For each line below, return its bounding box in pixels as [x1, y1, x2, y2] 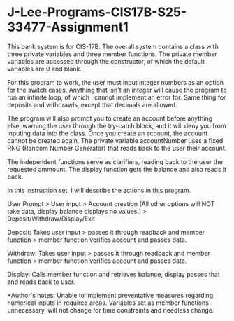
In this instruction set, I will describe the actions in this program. [7, 186, 191, 194]
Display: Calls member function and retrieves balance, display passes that [7, 270, 220, 278]
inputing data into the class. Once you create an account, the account [7, 129, 208, 137]
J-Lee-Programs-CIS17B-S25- [7, 4, 187, 20]
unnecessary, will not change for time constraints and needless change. [7, 306, 214, 314]
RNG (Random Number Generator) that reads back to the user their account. [7, 144, 227, 152]
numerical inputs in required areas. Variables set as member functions [7, 299, 210, 307]
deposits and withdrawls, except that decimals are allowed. [7, 100, 177, 109]
